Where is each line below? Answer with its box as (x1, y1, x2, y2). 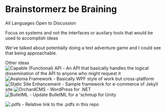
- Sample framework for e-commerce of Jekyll (62, 81, 158, 87)
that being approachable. (5, 50, 57, 56)
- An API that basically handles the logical (62, 65, 149, 71)
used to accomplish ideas (5, 35, 59, 41)
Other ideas (5, 59, 30, 65)
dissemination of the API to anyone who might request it (5, 70, 121, 76)
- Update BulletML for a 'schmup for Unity (29, 91, 116, 97)
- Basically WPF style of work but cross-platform (53, 75, 154, 81)
